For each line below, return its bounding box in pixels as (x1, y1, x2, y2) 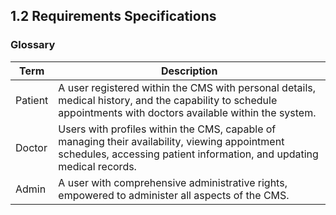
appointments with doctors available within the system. (58, 105, 317, 119)
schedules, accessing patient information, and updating (58, 147, 319, 161)
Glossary (10, 38, 56, 52)
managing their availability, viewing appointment (58, 134, 285, 148)
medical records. (58, 159, 137, 173)
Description (160, 64, 218, 78)
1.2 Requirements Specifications (10, 8, 217, 25)
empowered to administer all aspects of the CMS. (58, 188, 290, 202)
